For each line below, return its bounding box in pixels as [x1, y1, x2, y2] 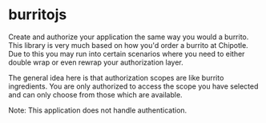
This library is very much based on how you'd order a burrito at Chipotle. [8, 40, 248, 50]
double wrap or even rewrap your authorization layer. [8, 58, 183, 67]
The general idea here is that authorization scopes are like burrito [8, 73, 224, 82]
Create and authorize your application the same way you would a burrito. [8, 32, 249, 42]
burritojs [8, 6, 67, 24]
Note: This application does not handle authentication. [8, 105, 187, 115]
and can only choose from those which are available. [8, 89, 183, 99]
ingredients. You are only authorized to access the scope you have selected [8, 81, 259, 91]
